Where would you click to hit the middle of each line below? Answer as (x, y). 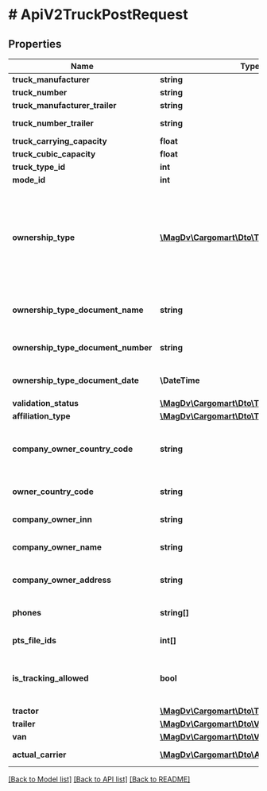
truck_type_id (39, 167)
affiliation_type (41, 416)
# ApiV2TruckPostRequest (98, 15)
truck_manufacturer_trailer (64, 105)
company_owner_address (62, 580)
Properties (35, 44)
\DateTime (180, 380)
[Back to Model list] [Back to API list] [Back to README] (99, 779)
